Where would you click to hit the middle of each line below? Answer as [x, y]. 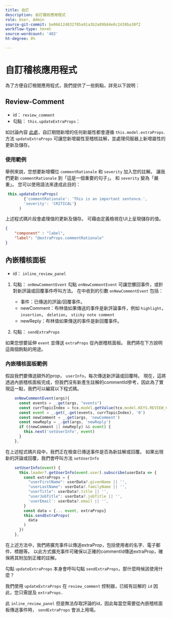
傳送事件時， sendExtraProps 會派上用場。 [54, 610]
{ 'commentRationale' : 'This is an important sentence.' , [85, 199]
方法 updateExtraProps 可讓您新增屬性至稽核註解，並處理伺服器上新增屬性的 [85, 138]
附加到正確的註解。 [39, 557]
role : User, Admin [25, 19]
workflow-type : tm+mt [28, 29]
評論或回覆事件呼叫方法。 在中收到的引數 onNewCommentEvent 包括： [93, 291]
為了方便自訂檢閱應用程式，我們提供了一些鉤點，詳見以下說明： [72, 85]
